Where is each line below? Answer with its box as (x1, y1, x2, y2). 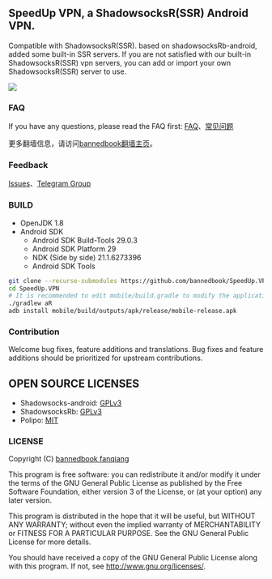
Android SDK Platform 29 (32, 243, 117, 254)
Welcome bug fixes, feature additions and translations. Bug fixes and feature (8, 345, 264, 354)
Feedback (8, 160, 49, 171)
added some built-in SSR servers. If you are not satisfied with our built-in (8, 49, 252, 59)
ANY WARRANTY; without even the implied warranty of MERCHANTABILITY (8, 520, 261, 530)
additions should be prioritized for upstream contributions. (8, 353, 203, 363)
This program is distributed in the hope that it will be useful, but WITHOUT (8, 511, 256, 521)
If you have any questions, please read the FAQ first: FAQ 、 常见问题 (8, 122, 234, 131)
